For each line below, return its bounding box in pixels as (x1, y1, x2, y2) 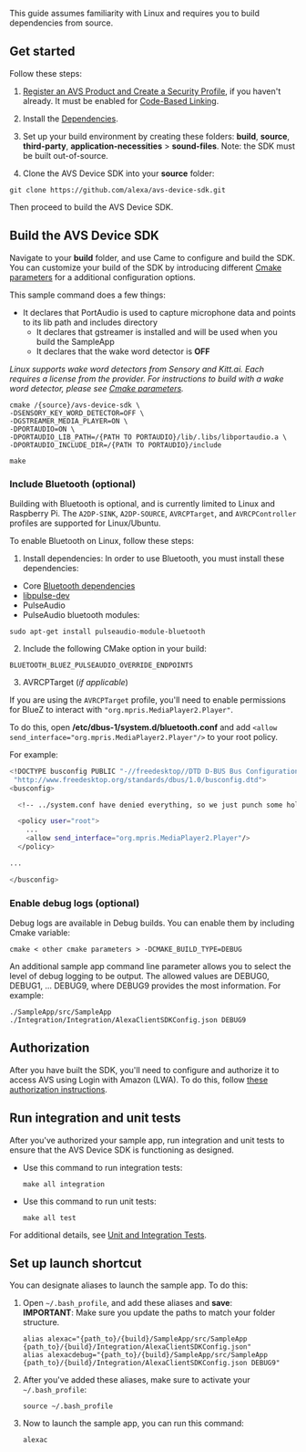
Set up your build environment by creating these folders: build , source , (22, 131, 290, 141)
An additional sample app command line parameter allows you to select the (9, 960, 291, 971)
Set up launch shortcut (9, 1255, 142, 1271)
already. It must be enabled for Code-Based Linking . (22, 95, 219, 106)
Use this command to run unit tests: (22, 1196, 157, 1207)
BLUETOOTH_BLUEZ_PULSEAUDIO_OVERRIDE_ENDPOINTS (9, 661, 194, 670)
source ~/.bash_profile (22, 1402, 114, 1411)
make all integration (22, 1179, 105, 1189)
